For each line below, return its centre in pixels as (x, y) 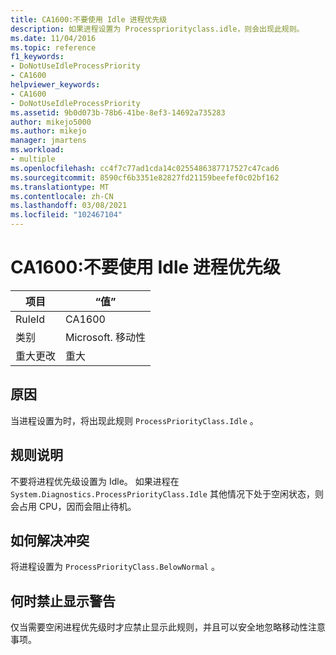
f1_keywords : (37, 57)
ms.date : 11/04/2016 (53, 38)
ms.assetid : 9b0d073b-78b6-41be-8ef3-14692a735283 (118, 112)
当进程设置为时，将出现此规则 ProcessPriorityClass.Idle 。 (134, 420)
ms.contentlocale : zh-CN (62, 196)
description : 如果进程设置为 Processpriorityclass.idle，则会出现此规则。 (157, 29)
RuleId (30, 319)
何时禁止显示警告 (63, 601)
